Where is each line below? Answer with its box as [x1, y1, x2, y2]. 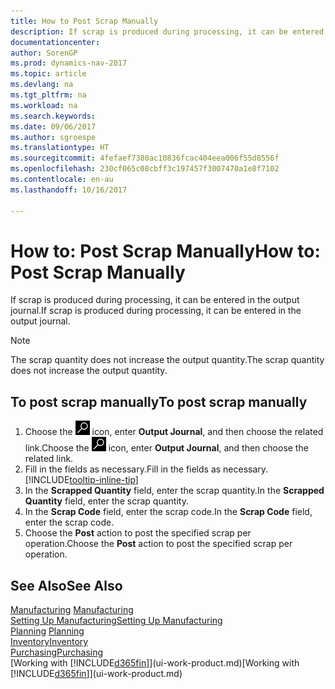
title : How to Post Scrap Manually [10, 16, 159, 26]
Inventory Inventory [10, 636, 89, 648]
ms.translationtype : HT [10, 143, 110, 153]
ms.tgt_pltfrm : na [10, 90, 87, 100]
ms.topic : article [10, 69, 87, 79]
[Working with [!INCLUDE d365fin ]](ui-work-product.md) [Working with [10, 657, 300, 669]
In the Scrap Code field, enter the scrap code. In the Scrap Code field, [24, 506, 313, 518]
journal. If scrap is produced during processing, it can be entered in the [10, 305, 302, 317]
